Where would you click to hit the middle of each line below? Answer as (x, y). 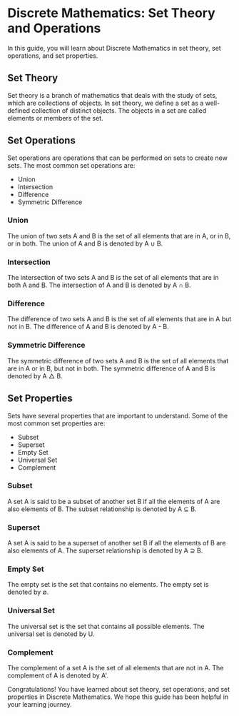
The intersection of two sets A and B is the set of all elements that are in (113, 278)
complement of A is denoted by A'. (58, 675)
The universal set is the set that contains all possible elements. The (106, 626)
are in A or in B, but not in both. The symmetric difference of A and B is (111, 368)
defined (19, 110)
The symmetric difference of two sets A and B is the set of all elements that (118, 360)
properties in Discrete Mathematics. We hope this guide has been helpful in (118, 697)
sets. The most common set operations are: (71, 165)
